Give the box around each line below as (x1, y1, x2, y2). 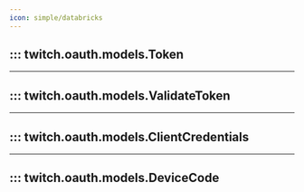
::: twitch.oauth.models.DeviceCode (9, 170, 220, 186)
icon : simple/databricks (9, 13, 103, 23)
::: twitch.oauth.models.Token (9, 47, 184, 62)
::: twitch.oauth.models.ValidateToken (9, 88, 231, 103)
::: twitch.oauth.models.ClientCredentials (9, 129, 250, 145)
